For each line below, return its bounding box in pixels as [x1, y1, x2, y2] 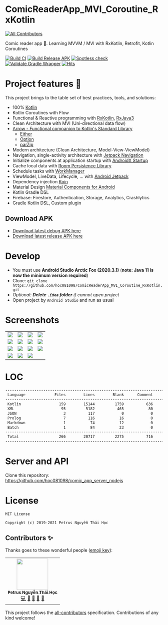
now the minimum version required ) [12, 272, 88, 278]
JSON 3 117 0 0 [7, 411, 153, 416]
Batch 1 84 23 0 [7, 425, 153, 430]
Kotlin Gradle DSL [12, 189, 49, 195]
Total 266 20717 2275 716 [7, 434, 153, 439]
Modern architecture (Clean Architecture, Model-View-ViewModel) [12, 146, 150, 153]
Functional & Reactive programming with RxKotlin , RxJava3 [12, 115, 134, 121]
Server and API [5, 456, 69, 467]
